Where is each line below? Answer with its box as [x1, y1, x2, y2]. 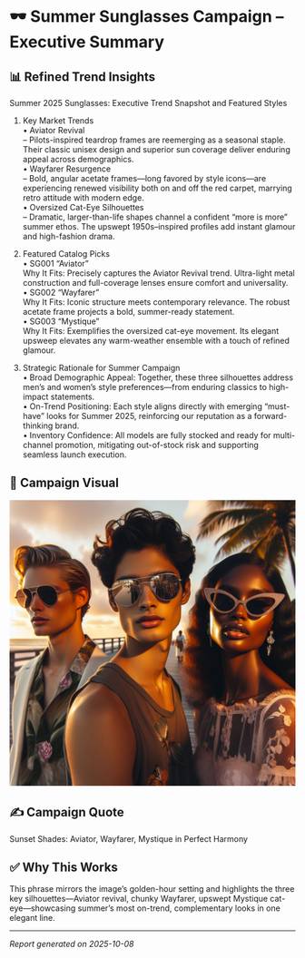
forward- [253, 411, 288, 421]
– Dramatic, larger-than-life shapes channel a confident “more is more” [22, 211, 288, 222]
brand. [54, 420, 80, 431]
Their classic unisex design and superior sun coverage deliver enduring [22, 144, 290, 154]
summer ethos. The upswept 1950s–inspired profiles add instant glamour [22, 221, 296, 231]
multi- [272, 430, 296, 440]
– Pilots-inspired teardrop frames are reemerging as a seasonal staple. [22, 134, 286, 145]
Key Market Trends [22, 115, 94, 126]
